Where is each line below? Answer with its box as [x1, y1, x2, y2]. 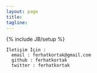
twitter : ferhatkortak [11, 62, 70, 68]
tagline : [6, 19, 28, 25]
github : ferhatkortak [11, 57, 67, 64]
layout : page [6, 8, 38, 15]
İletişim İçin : [6, 47, 46, 53]
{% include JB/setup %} [6, 36, 65, 43]
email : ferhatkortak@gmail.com [11, 52, 92, 58]
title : [6, 14, 22, 20]
